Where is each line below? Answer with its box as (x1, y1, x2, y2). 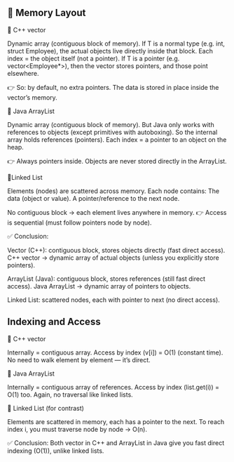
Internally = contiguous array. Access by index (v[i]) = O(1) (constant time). (7, 348, 223, 357)
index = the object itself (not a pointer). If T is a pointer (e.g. (7, 54, 180, 62)
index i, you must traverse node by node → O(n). (7, 425, 147, 433)
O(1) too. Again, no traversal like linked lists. (7, 390, 133, 399)
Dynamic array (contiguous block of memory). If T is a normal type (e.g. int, (7, 39, 226, 48)
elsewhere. (7, 69, 39, 77)
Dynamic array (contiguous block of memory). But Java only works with (7, 120, 215, 128)
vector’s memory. (7, 93, 57, 102)
